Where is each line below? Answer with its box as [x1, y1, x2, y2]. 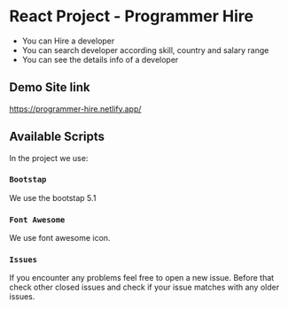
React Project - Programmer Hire [9, 6, 254, 27]
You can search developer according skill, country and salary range [21, 44, 269, 55]
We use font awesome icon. [9, 233, 111, 243]
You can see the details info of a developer [21, 54, 179, 65]
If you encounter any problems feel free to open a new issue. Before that [9, 273, 275, 283]
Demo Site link [9, 80, 90, 95]
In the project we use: [9, 152, 89, 163]
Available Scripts [9, 129, 105, 144]
